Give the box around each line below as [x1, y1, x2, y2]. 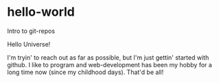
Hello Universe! [7, 40, 51, 48]
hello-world [7, 4, 76, 20]
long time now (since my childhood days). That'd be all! [7, 68, 164, 76]
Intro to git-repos [7, 27, 56, 35]
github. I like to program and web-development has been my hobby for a [7, 60, 213, 69]
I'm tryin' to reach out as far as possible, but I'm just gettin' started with [7, 53, 209, 62]
